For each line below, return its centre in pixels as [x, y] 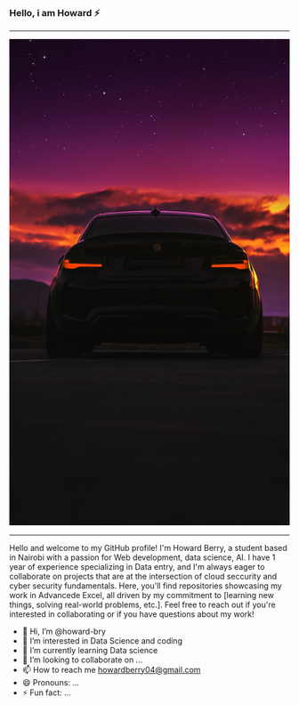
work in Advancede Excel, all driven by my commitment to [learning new [141, 595]
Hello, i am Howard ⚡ [55, 12]
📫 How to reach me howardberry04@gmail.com [111, 669]
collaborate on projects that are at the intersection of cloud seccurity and [143, 576]
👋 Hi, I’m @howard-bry [64, 631]
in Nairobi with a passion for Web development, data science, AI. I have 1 [142, 557]
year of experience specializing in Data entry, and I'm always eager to [137, 566]
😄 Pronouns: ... [51, 682]
